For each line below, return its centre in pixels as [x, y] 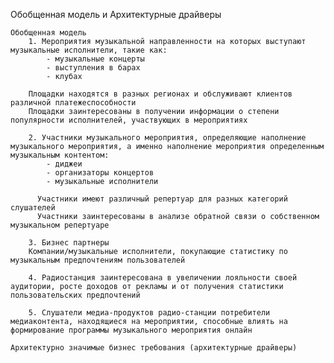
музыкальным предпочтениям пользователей [98, 260]
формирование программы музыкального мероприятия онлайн [131, 330]
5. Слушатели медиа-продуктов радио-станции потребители [149, 313]
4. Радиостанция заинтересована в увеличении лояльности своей [163, 278]
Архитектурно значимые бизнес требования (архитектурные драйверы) [154, 348]
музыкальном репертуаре [60, 225]
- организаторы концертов [100, 173]
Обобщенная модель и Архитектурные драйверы [116, 14]
